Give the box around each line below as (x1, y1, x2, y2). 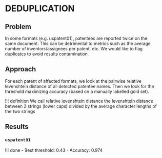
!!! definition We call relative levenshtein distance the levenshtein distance (5, 98, 154, 104)
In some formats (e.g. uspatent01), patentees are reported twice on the (5, 35, 148, 41)
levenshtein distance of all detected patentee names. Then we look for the (5, 83, 155, 89)
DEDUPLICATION (5, 3, 75, 14)
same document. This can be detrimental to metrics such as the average (5, 41, 151, 46)
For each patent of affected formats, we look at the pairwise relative (5, 78, 142, 84)
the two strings (5, 108, 36, 114)
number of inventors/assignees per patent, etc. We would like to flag (5, 46, 143, 51)
